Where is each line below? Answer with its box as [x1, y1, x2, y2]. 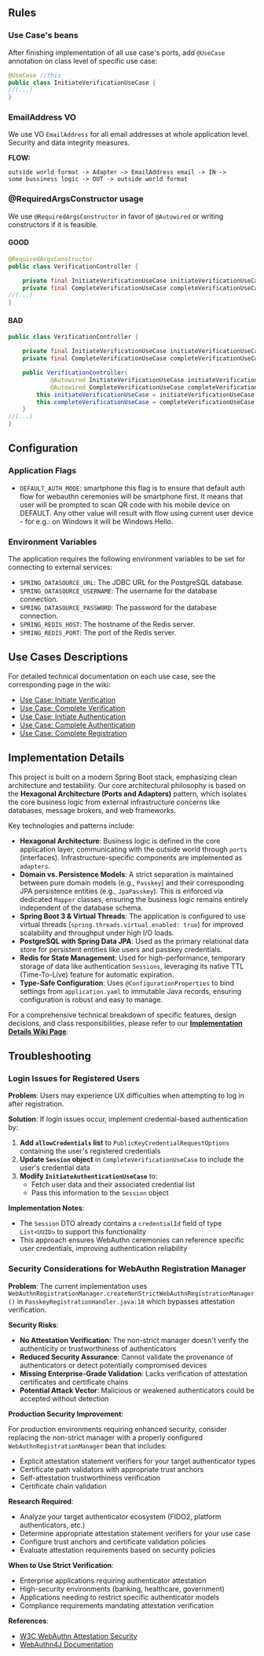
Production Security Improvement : [8, 1409, 124, 1419]
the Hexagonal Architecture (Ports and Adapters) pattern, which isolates [8, 789, 247, 798]
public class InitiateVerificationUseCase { [8, 79, 156, 86]
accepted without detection [19, 1393, 109, 1403]
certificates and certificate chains [19, 1377, 129, 1386]
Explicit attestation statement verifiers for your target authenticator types [19, 1456, 256, 1466]
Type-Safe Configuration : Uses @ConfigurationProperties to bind [19, 978, 234, 988]
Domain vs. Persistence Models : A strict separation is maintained [19, 869, 233, 879]
